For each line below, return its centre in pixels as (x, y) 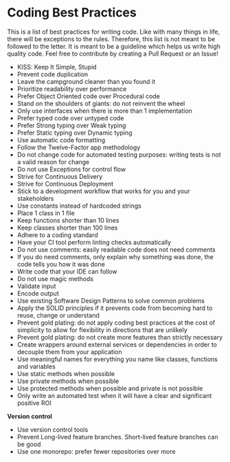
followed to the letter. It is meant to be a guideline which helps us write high (114, 46)
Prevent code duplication (53, 74)
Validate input (36, 286)
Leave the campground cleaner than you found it (86, 81)
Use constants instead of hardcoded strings (79, 206)
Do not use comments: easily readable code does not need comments (116, 250)
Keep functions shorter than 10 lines (68, 220)
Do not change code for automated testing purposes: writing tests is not (119, 154)
